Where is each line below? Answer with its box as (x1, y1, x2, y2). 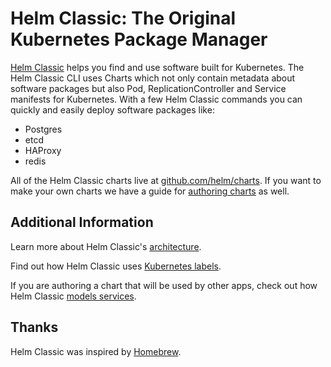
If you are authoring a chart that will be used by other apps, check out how (10, 279, 318, 291)
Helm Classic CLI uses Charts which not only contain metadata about (10, 72, 296, 84)
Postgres (24, 123, 63, 135)
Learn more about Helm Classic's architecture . (10, 240, 202, 252)
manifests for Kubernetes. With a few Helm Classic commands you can (10, 93, 303, 105)
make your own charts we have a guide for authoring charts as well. (10, 185, 290, 197)
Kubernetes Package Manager (10, 28, 268, 51)
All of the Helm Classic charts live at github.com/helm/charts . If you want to (10, 174, 322, 186)
